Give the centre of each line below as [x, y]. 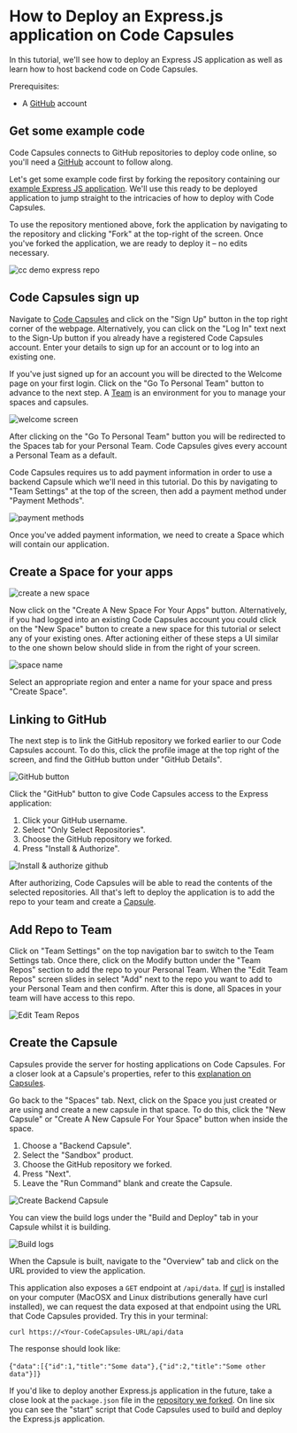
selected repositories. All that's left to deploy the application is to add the [142, 892]
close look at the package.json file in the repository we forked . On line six [142, 1399]
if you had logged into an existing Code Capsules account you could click [143, 620]
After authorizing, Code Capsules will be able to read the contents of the [141, 883]
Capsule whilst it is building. [60, 1227]
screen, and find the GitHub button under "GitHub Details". [116, 759]
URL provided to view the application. [77, 1270]
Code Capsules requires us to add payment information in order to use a [141, 472]
